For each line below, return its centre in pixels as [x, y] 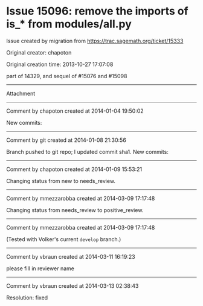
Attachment [21, 93]
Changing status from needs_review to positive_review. [75, 210]
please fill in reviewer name [40, 268]
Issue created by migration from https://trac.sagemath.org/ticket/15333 [95, 41]
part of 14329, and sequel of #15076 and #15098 [67, 76]
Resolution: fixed [27, 298]
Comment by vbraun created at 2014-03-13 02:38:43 [72, 285]
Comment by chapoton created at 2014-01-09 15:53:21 [74, 169]
